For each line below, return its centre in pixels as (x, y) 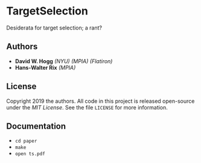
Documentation (36, 126)
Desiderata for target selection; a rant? (54, 28)
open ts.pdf (30, 154)
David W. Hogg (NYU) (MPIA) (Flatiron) (64, 61)
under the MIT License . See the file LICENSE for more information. (87, 107)
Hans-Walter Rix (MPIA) (45, 67)
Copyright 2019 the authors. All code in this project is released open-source (101, 101)
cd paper (26, 141)
